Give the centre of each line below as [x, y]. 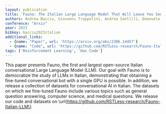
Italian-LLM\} [19, 107]
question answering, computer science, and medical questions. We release [82, 96]
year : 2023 [16, 28]
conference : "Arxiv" [26, 23]
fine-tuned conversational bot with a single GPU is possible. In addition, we [82, 80]
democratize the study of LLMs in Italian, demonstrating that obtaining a [79, 75]
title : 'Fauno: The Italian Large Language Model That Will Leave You [79, 14]
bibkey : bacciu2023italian [33, 32]
